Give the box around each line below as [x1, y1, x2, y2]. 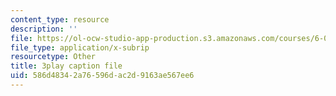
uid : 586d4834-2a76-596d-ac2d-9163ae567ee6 [10, 71, 195, 81]
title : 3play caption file [10, 61, 123, 71]
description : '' [10, 24, 78, 34]
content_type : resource [10, 14, 110, 25]
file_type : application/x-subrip [10, 42, 150, 53]
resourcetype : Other [10, 52, 97, 62]
